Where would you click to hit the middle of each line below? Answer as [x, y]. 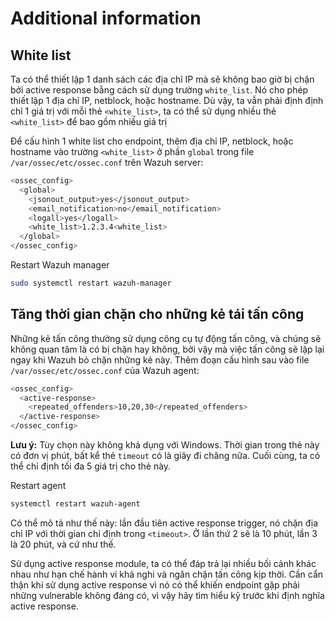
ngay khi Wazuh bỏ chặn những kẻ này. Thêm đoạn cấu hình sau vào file [160, 359]
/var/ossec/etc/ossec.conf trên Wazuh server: [107, 162]
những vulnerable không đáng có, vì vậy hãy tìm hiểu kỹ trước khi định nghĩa [167, 595]
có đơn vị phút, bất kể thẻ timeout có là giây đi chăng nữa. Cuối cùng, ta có [165, 456]
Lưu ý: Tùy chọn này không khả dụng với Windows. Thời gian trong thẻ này [165, 445]
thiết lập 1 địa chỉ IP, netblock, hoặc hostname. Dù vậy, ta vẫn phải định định [167, 100]
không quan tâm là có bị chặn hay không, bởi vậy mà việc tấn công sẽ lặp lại [167, 349]
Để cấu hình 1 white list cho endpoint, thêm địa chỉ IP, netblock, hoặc [152, 141]
